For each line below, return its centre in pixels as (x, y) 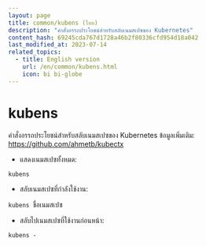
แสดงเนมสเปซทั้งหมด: (48, 159)
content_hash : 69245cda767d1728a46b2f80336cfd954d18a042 (103, 37)
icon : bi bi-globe (52, 74)
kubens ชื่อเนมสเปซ (35, 204)
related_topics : (35, 52)
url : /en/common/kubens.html (70, 67)
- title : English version (58, 60)
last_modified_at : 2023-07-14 (58, 45)
